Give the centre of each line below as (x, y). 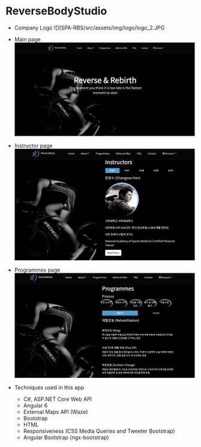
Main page (28, 39)
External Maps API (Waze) (55, 412)
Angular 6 (35, 406)
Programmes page (37, 270)
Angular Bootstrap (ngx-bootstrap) (66, 437)
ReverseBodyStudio (56, 11)
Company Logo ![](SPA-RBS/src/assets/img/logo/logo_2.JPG (89, 28)
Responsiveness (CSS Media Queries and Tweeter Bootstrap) (99, 431)
